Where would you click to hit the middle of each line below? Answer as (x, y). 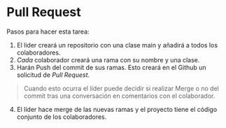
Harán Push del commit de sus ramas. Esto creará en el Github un (112, 67)
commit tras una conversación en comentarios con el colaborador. (119, 96)
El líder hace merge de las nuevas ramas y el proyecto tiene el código (117, 109)
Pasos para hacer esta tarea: (48, 31)
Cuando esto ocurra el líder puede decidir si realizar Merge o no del (121, 88)
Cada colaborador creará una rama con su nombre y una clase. (108, 59)
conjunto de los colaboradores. (62, 117)
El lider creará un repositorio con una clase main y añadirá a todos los (117, 45)
